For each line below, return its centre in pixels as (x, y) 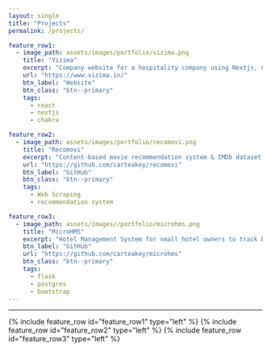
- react (43, 105)
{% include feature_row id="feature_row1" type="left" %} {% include (123, 322)
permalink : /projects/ (46, 31)
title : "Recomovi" (54, 150)
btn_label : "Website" (59, 83)
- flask (43, 276)
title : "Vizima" (50, 60)
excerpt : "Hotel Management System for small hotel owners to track (140, 239)
